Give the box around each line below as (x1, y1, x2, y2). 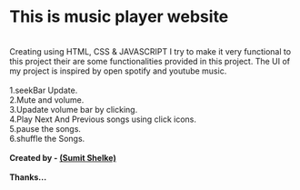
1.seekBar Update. (9, 85, 78, 95)
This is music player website (9, 6, 229, 27)
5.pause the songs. (9, 123, 82, 134)
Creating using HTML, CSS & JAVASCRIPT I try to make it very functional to (9, 45, 292, 56)
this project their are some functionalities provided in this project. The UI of (9, 55, 291, 66)
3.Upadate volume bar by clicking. (9, 104, 138, 115)
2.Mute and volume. (9, 94, 85, 105)
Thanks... (9, 171, 47, 183)
